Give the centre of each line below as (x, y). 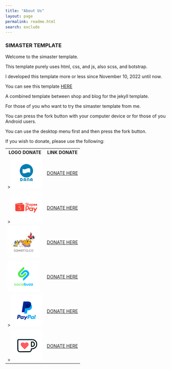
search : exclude (22, 27)
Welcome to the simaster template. (42, 57)
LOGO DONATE (25, 153)
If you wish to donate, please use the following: (55, 141)
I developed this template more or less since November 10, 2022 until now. (84, 76)
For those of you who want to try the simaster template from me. (73, 106)
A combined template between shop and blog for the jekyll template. (77, 96)
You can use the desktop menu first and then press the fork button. (76, 131)
